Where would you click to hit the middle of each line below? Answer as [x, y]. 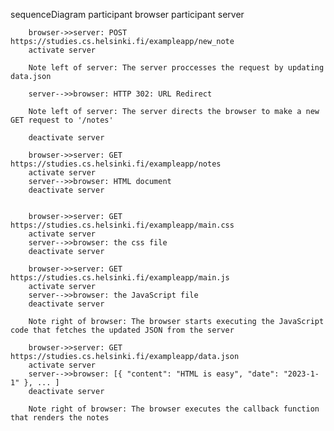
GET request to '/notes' [62, 120]
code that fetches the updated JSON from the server [122, 330]
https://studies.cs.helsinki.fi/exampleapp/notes [116, 164]
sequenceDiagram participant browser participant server [127, 14]
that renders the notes [60, 418]
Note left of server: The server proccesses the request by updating [176, 68]
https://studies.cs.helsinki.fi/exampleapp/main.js [120, 278]
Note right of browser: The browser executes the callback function [174, 409]
